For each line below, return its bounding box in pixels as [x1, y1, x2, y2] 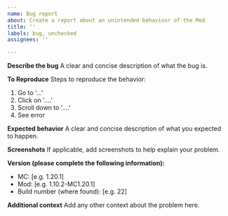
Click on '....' [17, 96, 53, 105]
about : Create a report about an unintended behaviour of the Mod [7, 17, 206, 24]
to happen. [7, 132, 39, 141]
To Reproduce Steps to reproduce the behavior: [7, 75, 146, 84]
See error [17, 111, 46, 120]
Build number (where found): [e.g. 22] [17, 187, 128, 196]
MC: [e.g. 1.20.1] [17, 173, 65, 181]
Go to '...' [17, 89, 43, 97]
